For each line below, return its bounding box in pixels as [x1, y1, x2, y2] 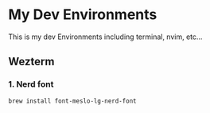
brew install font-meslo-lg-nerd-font [8, 97, 137, 105]
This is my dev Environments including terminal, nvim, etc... [8, 32, 203, 41]
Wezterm [8, 55, 55, 68]
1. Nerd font [8, 79, 54, 90]
